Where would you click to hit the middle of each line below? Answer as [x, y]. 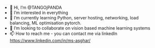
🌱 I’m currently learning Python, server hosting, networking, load [74, 18]
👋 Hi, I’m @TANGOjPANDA [36, 8]
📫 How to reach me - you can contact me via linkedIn [63, 33]
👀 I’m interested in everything [39, 13]
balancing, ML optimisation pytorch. [45, 23]
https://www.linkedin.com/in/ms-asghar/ [50, 40]
